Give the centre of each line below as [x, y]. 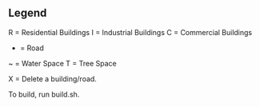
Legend [28, 13]
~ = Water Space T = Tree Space [63, 63]
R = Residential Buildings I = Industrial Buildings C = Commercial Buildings [130, 32]
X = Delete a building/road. [53, 78]
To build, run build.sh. [44, 94]
